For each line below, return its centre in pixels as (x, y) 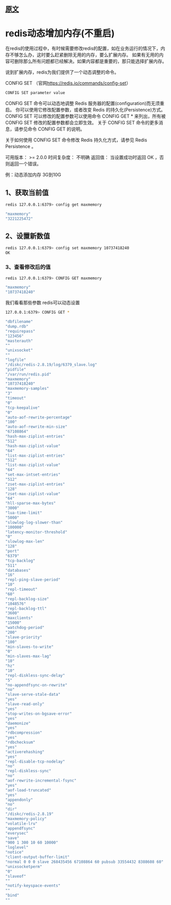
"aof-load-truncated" (28, 790)
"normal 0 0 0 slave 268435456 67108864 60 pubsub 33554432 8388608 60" (84, 862)
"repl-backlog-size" (27, 599)
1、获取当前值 (27, 193)
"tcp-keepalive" (23, 408)
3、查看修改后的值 (28, 267)
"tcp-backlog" (20, 560)
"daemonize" (18, 723)
